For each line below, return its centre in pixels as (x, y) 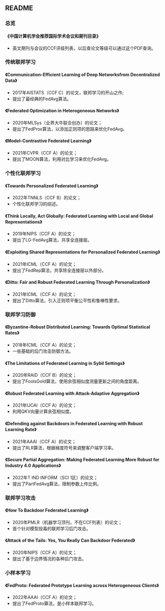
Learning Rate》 (21, 429)
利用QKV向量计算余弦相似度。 (43, 412)
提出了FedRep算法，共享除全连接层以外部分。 (59, 270)
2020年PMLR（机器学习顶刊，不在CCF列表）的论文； (67, 522)
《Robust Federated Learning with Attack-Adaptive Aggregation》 (72, 393)
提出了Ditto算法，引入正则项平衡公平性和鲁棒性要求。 (67, 300)
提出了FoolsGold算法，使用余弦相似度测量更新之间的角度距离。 (77, 381)
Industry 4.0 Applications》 (33, 466)
